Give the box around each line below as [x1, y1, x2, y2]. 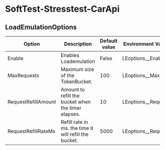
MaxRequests [7, 72, 39, 79]
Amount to [60, 86, 85, 93]
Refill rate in [60, 119, 88, 125]
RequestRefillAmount [7, 99, 56, 105]
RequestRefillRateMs [7, 128, 55, 134]
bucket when [60, 99, 91, 105]
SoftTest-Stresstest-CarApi [5, 3, 120, 15]
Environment [123, 41, 154, 47]
